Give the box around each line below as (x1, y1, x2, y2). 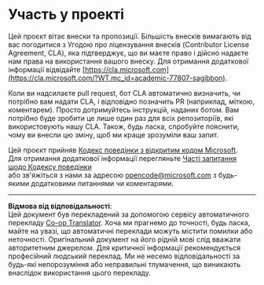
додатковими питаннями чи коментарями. (31, 178, 174, 188)
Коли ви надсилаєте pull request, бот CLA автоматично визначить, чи (8, 88, 241, 97)
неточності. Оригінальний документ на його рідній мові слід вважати (8, 234, 241, 244)
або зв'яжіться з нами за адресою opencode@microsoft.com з (8, 170, 218, 180)
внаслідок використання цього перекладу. (8, 268, 152, 277)
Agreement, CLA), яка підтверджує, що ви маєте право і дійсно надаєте (8, 48, 249, 57)
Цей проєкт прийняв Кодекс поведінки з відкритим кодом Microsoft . (8, 145, 238, 155)
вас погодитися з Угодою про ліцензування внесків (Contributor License (8, 39, 250, 49)
